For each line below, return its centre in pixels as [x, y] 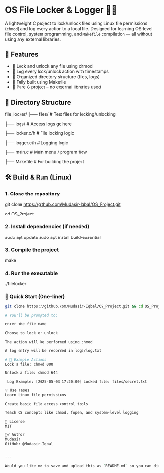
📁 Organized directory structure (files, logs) [56, 76]
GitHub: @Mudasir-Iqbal [29, 444]
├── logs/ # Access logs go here [39, 124]
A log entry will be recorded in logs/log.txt [53, 351]
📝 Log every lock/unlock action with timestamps [60, 71]
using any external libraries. [33, 39]
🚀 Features [22, 54]
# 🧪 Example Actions [26, 359]
